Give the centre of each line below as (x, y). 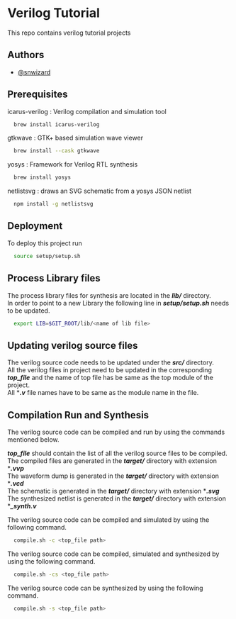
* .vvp (16, 469)
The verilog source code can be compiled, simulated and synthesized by (113, 554)
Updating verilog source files (73, 345)
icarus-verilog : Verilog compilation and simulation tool (87, 111)
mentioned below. (33, 440)
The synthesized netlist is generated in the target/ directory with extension (117, 498)
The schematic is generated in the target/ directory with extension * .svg (113, 491)
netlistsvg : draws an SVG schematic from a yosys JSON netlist (100, 191)
